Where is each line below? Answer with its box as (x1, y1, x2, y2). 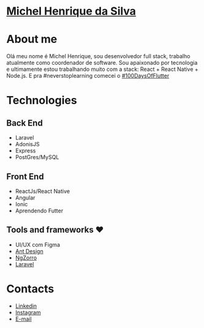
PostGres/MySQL (15, 154, 59, 161)
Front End (6, 171, 44, 182)
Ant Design (15, 247, 44, 255)
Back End (6, 117, 43, 128)
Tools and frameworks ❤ (6, 225, 104, 235)
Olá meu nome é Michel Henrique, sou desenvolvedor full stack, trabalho (6, 53, 191, 60)
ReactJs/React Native (15, 187, 70, 195)
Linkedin (15, 302, 37, 310)
